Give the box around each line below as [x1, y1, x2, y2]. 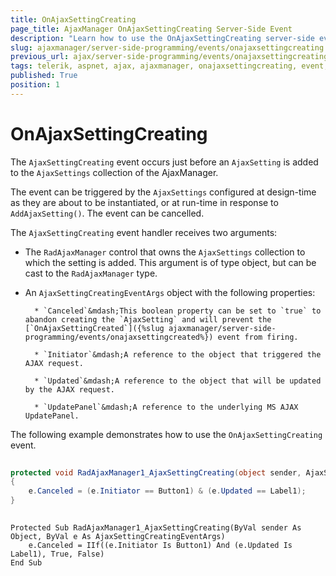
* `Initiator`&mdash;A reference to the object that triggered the [34, 349, 322, 360]
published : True [10, 71, 78, 81]
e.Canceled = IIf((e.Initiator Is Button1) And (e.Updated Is [28, 540, 293, 550]
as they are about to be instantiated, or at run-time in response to [10, 196, 279, 208]
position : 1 [10, 80, 60, 90]
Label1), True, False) [10, 549, 105, 559]
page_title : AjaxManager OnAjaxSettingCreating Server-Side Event [10, 24, 293, 34]
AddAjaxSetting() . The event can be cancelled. [10, 207, 205, 219]
